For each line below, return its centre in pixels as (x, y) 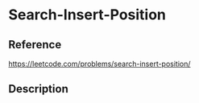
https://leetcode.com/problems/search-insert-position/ (99, 64)
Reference (35, 45)
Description (38, 89)
